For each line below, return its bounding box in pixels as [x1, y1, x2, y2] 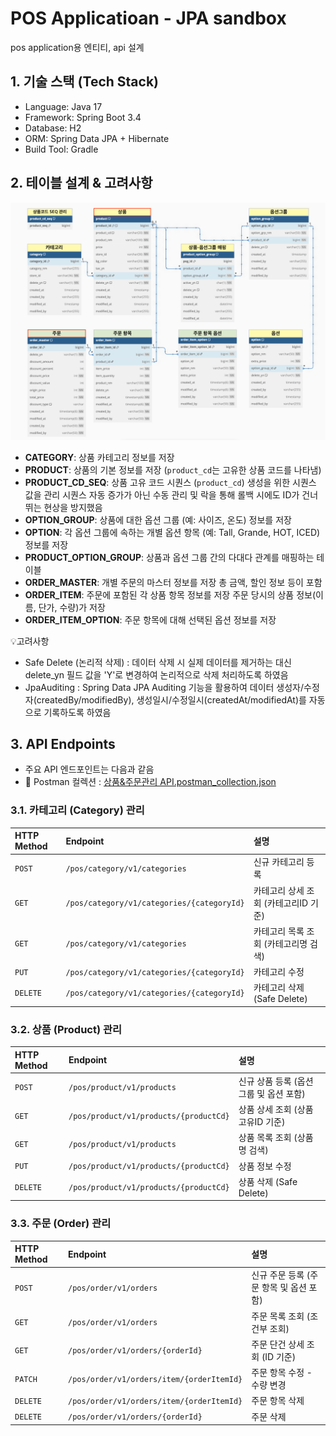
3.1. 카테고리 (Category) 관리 [10, 803, 145, 817]
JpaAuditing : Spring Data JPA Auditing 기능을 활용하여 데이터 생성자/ [24, 681, 305, 693]
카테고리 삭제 [253, 982, 305, 994]
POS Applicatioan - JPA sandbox [10, 7, 287, 30]
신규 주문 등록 [251, 1269, 305, 1281]
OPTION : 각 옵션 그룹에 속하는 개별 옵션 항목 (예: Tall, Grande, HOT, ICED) [24, 526, 321, 538]
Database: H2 [24, 122, 82, 134]
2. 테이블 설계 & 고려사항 [10, 175, 153, 192]
